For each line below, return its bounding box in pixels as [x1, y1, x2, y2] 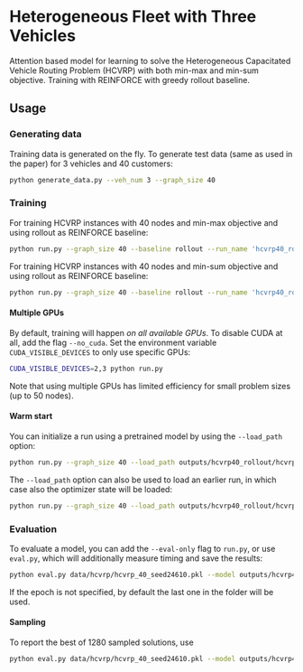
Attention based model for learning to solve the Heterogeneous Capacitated [9, 55, 291, 66]
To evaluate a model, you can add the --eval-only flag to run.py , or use [9, 543, 276, 554]
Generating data [9, 128, 83, 141]
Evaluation [9, 522, 57, 535]
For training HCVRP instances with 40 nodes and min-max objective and [9, 217, 279, 228]
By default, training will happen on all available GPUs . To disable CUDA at [9, 327, 283, 338]
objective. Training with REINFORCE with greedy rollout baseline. [9, 74, 251, 85]
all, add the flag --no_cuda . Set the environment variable [9, 337, 217, 348]
